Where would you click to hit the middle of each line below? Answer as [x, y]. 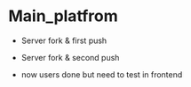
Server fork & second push [70, 57]
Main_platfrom [64, 16]
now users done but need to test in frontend [102, 74]
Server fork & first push [64, 40]
